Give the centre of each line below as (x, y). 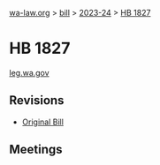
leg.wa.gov (30, 72)
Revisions (37, 101)
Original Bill (43, 122)
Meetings (36, 150)
